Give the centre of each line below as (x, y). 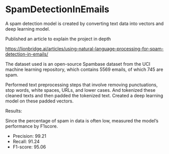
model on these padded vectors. (40, 101)
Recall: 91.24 (26, 141)
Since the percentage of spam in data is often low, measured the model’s (82, 120)
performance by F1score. (32, 126)
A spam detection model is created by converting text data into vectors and (84, 23)
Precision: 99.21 (30, 136)
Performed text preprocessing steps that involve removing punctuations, (82, 85)
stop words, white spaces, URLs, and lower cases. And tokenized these (80, 90)
